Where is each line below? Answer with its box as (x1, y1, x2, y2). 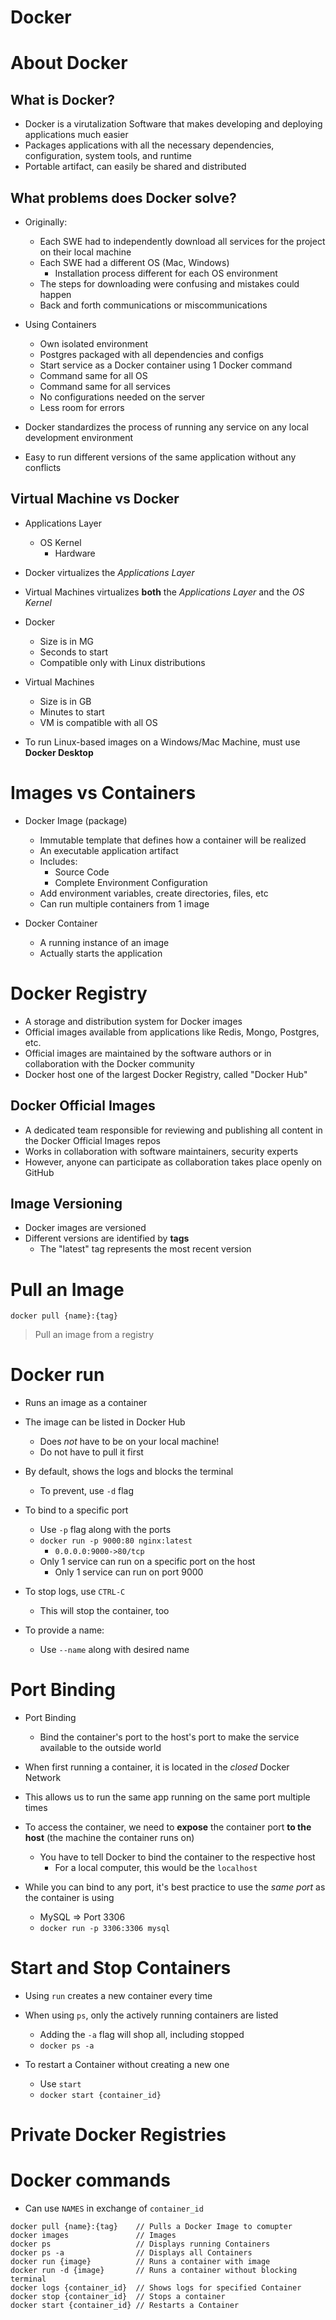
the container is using (24, 1892, 115, 1904)
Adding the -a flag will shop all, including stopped (39, 2029, 245, 2041)
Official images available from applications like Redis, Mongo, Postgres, (24, 1026, 320, 1038)
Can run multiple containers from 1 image (39, 897, 210, 910)
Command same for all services (39, 381, 171, 392)
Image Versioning (10, 1195, 123, 1212)
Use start (39, 2078, 82, 2090)
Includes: (39, 855, 78, 867)
